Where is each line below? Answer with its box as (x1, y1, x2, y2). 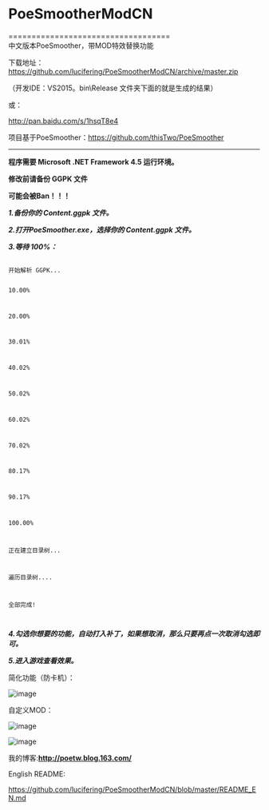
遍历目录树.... (8, 574, 53, 582)
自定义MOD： (8, 705, 53, 715)
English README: (8, 769, 65, 779)
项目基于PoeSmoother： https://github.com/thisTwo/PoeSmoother (8, 133, 224, 142)
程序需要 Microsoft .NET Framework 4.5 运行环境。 (8, 157, 179, 166)
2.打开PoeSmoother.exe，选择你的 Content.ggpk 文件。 (8, 224, 196, 234)
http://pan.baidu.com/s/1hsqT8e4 (8, 116, 119, 125)
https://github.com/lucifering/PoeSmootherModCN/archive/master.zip (8, 66, 239, 76)
